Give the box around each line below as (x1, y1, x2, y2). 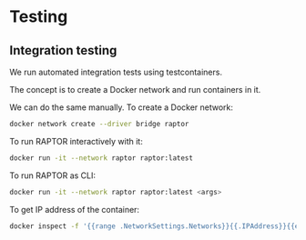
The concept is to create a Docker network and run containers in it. (9, 85, 261, 95)
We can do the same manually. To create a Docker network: (9, 102, 234, 113)
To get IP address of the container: (9, 204, 139, 215)
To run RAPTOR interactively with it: (9, 135, 143, 146)
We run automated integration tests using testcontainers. (9, 66, 223, 77)
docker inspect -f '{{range (9, 221, 117, 231)
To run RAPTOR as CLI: (9, 170, 97, 181)
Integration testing (9, 43, 117, 58)
